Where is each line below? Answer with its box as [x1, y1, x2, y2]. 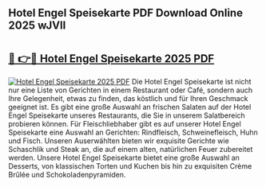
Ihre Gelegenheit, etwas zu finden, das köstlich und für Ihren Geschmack [8, 94, 248, 103]
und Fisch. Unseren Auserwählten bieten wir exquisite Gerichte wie [8, 136, 229, 146]
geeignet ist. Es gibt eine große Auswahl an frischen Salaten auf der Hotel [8, 103, 252, 111]
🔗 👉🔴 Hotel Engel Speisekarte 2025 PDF [8, 52, 215, 65]
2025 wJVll [8, 19, 66, 33]
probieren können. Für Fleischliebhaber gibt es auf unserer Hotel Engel [8, 119, 241, 128]
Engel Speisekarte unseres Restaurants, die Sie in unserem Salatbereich [8, 111, 245, 120]
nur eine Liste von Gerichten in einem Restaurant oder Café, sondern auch [8, 85, 253, 95]
